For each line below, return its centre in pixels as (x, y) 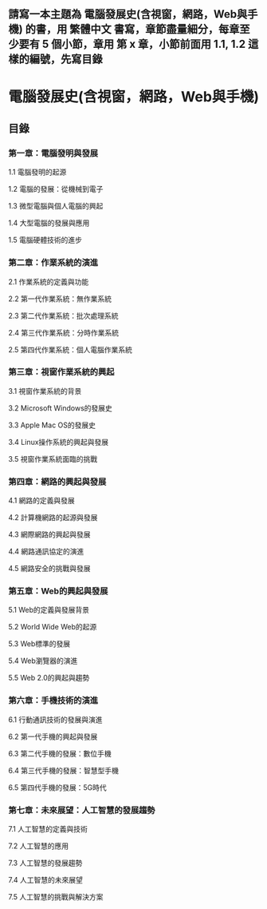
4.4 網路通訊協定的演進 (46, 552)
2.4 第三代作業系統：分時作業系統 (64, 332)
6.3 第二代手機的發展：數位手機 (60, 753)
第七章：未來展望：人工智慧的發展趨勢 (82, 810)
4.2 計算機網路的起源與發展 (53, 518)
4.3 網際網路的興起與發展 (49, 534)
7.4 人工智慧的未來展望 (46, 880)
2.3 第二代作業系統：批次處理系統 (63, 316)
